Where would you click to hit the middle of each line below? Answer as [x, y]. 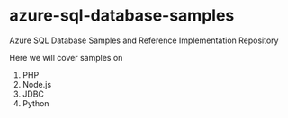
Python [36, 103]
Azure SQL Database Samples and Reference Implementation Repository [144, 40]
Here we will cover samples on [66, 57]
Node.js [37, 84]
